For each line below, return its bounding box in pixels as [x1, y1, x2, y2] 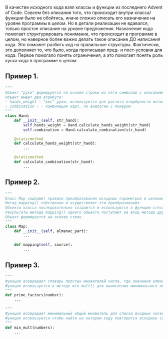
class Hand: [5, 113, 30, 118]
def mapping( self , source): [14, 242, 72, 247]
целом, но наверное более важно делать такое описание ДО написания [5, 36, 160, 42]
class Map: [5, 224, 28, 229]
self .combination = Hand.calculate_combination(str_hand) [23, 127, 146, 132]
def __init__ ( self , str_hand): [14, 118, 79, 123]
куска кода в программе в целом [5, 58, 76, 63]
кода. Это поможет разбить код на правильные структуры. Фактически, [5, 42, 160, 47]
